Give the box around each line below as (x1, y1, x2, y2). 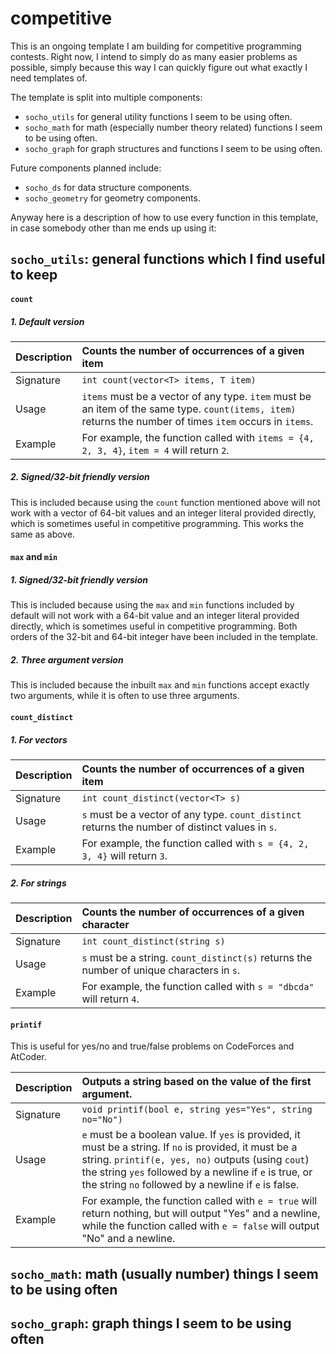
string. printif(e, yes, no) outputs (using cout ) (81, 1153, 310, 1167)
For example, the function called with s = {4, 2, (81, 836, 310, 850)
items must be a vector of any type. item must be (81, 389, 312, 403)
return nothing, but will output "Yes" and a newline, (81, 1207, 321, 1221)
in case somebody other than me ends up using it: (10, 222, 217, 234)
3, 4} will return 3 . (81, 848, 168, 862)
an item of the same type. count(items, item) (81, 402, 297, 416)
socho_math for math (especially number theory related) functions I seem (24, 121, 323, 133)
